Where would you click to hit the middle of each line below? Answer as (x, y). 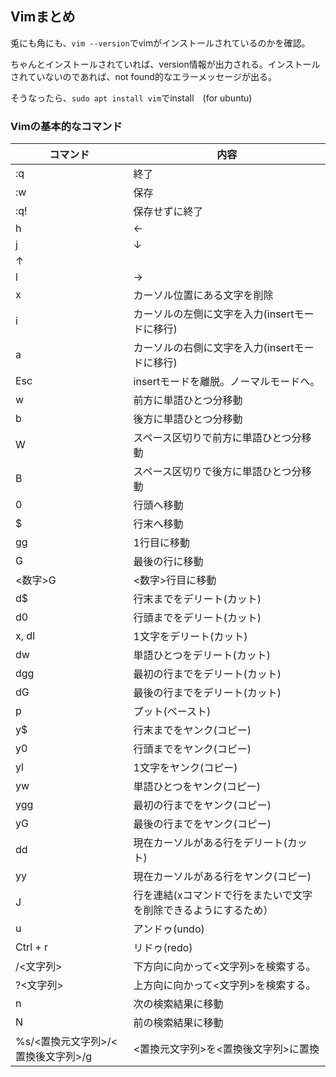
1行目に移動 (161, 543)
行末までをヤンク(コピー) (192, 730)
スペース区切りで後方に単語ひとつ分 (217, 472)
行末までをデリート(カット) (197, 599)
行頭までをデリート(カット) (197, 618)
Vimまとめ (43, 17)
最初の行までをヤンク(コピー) (202, 805)
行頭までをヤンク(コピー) (192, 749)
